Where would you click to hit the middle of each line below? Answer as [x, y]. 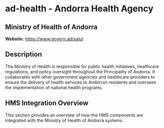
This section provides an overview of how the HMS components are [74, 115]
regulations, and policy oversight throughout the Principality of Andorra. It [80, 71]
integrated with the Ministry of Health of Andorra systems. [64, 120]
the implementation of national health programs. [54, 87]
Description [23, 54]
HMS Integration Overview [47, 103]
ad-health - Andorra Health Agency [79, 9]
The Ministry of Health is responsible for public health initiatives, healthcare [82, 66]
